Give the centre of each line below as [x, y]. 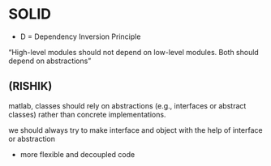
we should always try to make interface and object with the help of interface [135, 130]
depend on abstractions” [50, 61]
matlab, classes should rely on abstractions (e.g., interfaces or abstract [127, 105]
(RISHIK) [30, 86]
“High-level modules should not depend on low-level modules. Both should [134, 52]
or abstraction [32, 138]
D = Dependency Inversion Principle [80, 36]
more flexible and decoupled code [77, 154]
